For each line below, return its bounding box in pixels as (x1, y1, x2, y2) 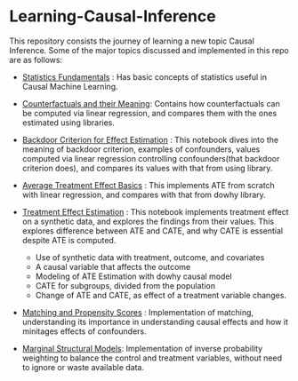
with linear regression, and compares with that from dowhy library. (21, 189, 267, 200)
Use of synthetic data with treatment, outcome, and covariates (35, 251, 265, 263)
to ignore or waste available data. (21, 361, 145, 372)
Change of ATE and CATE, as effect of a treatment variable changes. (35, 290, 287, 300)
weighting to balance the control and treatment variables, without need (21, 353, 283, 363)
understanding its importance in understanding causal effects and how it (21, 316, 289, 327)
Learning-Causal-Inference (9, 6, 216, 27)
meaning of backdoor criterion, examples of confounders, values (21, 144, 261, 155)
